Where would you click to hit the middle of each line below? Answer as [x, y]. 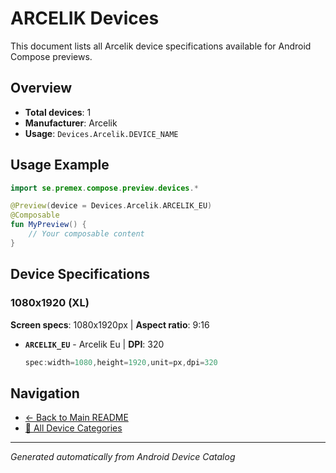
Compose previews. [51, 56]
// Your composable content [86, 234]
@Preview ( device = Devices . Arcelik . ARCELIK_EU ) [111, 206]
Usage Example [60, 165]
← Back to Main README [76, 418]
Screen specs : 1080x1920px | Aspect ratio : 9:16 [110, 324]
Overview [41, 88]
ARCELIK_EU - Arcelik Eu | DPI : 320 [94, 344]
